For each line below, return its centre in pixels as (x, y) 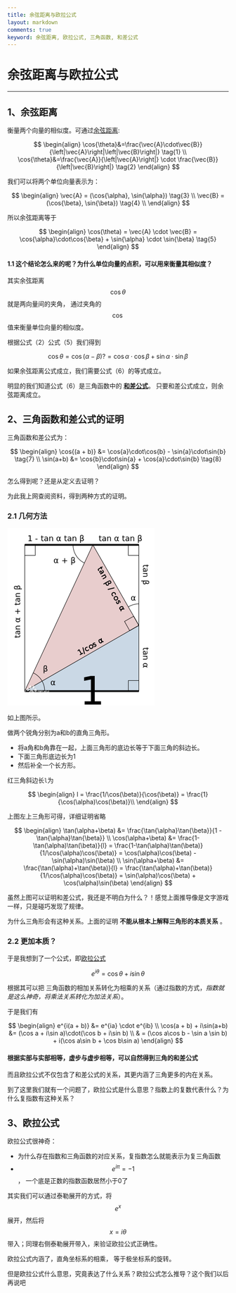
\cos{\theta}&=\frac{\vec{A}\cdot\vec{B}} (143, 144)
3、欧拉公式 (33, 1123)
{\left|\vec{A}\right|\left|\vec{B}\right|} (104, 152)
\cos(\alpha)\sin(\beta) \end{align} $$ (118, 883)
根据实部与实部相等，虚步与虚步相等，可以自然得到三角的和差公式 (103, 1058)
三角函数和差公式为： (38, 438)
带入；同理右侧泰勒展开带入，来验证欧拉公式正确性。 (84, 1244)
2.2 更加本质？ (32, 941)
